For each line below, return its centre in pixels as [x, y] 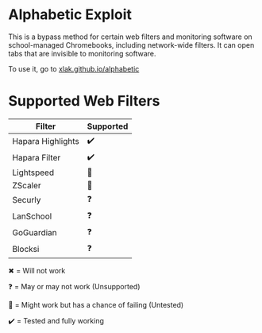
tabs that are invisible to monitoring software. [82, 53]
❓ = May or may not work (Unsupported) [74, 286]
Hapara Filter [37, 158]
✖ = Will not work [37, 270]
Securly [27, 200]
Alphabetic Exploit [70, 15]
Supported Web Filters [84, 101]
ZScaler [27, 185]
